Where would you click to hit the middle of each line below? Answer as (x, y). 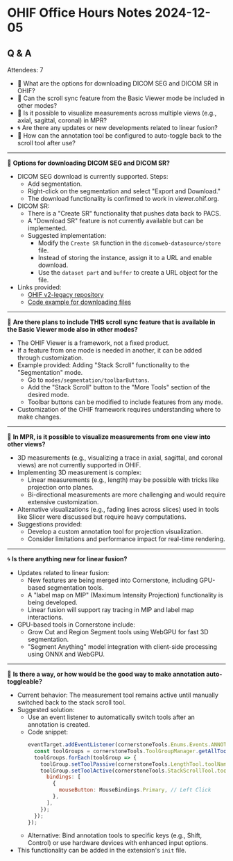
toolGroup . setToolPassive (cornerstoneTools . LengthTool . (123, 764)
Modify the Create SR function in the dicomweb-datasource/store (129, 243)
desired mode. (48, 395)
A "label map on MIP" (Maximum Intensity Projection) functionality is (125, 595)
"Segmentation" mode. (50, 372)
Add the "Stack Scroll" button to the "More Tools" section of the (119, 387)
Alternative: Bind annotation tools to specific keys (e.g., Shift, (115, 835)
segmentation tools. (76, 588)
